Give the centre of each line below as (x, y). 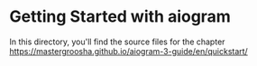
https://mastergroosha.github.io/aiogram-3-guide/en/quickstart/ (128, 51)
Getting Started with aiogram (120, 17)
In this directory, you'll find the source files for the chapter (117, 42)
